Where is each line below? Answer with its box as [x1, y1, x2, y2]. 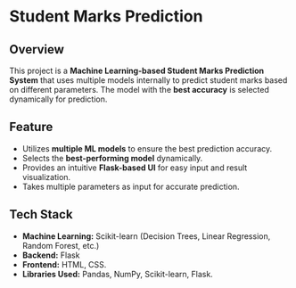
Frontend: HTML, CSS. [21, 259, 107, 269]
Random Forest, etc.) [21, 240, 100, 251]
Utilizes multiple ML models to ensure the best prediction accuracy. [21, 143, 273, 153]
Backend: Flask [21, 250, 80, 260]
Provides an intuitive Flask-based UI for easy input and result [21, 162, 248, 173]
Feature [9, 119, 53, 135]
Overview [9, 42, 65, 57]
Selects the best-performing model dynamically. [21, 152, 203, 163]
